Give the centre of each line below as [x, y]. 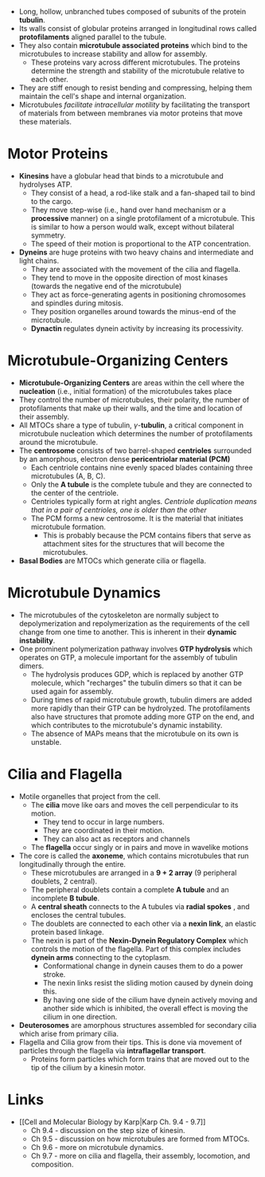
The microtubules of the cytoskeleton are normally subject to [119, 615]
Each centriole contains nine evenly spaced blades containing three [142, 467]
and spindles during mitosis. [77, 303]
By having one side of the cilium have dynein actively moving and [150, 999]
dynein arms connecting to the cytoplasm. [101, 957]
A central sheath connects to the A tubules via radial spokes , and [140, 906]
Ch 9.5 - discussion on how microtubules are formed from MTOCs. [140, 1139]
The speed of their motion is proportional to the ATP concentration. [141, 243]
